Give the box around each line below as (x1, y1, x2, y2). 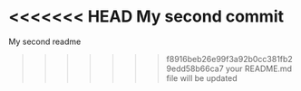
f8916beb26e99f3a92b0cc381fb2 (166, 53, 294, 64)
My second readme (8, 36, 82, 47)
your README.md (225, 63, 292, 74)
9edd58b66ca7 (166, 63, 224, 74)
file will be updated (166, 72, 238, 83)
